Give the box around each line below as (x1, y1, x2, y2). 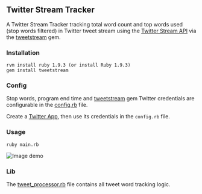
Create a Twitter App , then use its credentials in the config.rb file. (6, 113, 170, 120)
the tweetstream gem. (6, 33, 62, 41)
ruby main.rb (6, 141, 39, 148)
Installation (6, 48, 40, 56)
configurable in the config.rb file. (6, 102, 88, 109)
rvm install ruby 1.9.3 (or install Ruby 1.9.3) (6, 62, 131, 68)
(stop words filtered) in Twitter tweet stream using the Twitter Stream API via (6, 27, 197, 34)
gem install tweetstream (6, 67, 69, 74)
